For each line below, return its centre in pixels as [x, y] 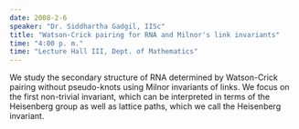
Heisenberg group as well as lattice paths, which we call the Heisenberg [145, 106]
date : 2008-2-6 [38, 18]
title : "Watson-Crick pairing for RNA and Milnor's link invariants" [145, 35]
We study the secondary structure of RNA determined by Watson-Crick [144, 77]
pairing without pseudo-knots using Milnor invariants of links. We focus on [149, 87]
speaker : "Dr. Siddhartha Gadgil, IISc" [88, 26]
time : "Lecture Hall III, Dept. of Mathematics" [104, 52]
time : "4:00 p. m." [47, 43]
